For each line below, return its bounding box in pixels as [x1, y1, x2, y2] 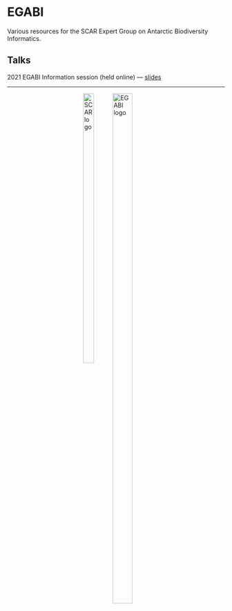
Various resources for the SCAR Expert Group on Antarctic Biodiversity [7, 27, 209, 35]
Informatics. [7, 34, 41, 42]
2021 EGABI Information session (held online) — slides [7, 73, 162, 81]
